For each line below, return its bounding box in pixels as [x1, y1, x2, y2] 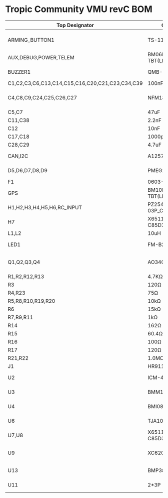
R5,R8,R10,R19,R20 [7, 297, 55, 304]
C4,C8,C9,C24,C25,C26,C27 [7, 94, 77, 101]
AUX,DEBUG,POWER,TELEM [7, 54, 75, 61]
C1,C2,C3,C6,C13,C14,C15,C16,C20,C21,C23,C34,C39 [7, 79, 143, 86]
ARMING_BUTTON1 [7, 36, 55, 43]
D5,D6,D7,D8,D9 [7, 167, 47, 174]
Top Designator [56, 22, 94, 29]
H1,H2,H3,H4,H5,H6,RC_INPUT [7, 204, 82, 211]
